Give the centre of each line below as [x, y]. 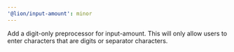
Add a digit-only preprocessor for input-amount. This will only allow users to [117, 33]
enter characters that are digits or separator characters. [88, 41]
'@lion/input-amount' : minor [50, 14]
